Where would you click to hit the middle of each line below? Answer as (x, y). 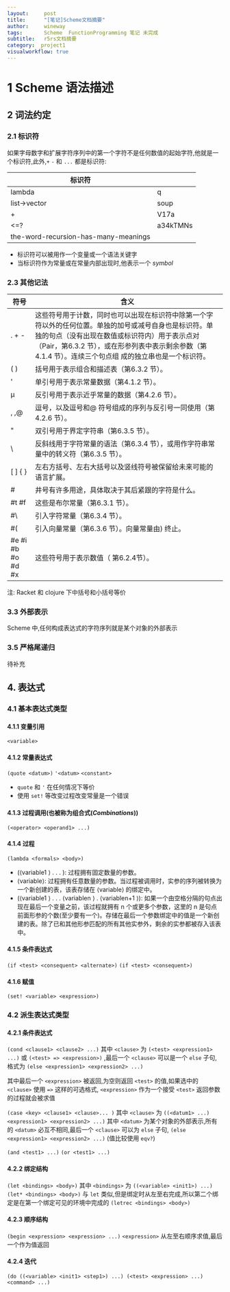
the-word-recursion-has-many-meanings (80, 236)
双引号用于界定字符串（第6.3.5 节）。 (94, 431)
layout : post (32, 13)
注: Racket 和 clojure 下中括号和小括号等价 (67, 592)
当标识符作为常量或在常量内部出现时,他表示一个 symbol (95, 263)
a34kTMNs (175, 225)
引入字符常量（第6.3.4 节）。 (81, 516)
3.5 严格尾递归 (31, 648)
